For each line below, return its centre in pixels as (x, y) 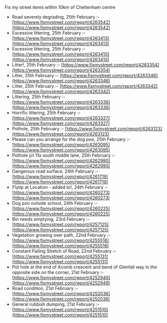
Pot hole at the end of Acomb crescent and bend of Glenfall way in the (84, 267)
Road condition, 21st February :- (45, 288)
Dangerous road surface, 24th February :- (55, 171)
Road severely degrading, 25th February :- (56, 17)
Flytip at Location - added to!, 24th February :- (60, 187)
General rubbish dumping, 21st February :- (55, 304)
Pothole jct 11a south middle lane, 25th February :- (63, 155)
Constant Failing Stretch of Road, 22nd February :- (64, 251)
